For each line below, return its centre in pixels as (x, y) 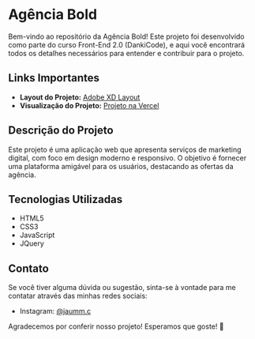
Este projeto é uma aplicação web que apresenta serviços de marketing (125, 149)
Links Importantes (54, 78)
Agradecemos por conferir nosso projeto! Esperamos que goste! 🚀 (116, 326)
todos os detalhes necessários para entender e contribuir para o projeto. (126, 53)
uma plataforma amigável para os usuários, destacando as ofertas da (121, 166)
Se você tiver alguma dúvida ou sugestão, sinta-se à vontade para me (122, 288)
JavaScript (37, 235)
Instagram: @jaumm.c (55, 311)
